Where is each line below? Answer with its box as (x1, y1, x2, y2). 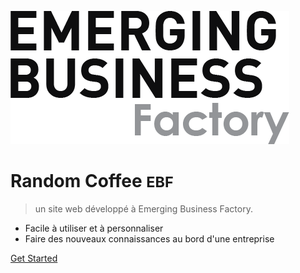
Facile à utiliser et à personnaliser (24, 222, 164, 234)
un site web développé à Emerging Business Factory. (34, 202, 253, 215)
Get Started (10, 252, 58, 264)
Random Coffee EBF (10, 170, 174, 193)
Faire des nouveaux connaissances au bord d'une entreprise (24, 232, 275, 245)
